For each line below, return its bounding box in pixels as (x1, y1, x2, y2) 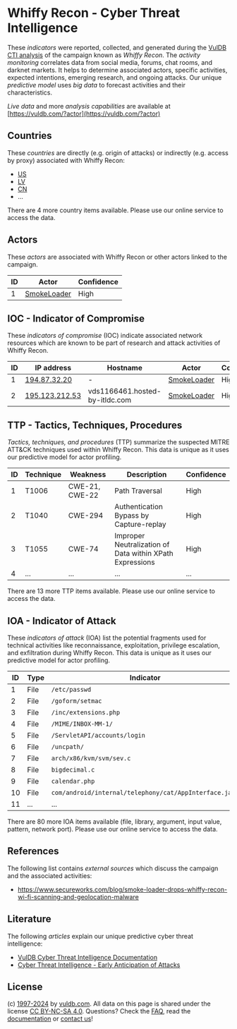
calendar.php (51, 777, 95, 785)
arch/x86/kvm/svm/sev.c (51, 755, 131, 762)
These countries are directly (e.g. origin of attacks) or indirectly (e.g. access (7, 148, 229, 157)
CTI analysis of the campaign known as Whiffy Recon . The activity (7, 51, 201, 59)
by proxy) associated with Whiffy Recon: (7, 156, 126, 164)
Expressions (114, 557, 155, 567)
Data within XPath (114, 549, 174, 559)
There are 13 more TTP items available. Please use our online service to (7, 587, 215, 595)
